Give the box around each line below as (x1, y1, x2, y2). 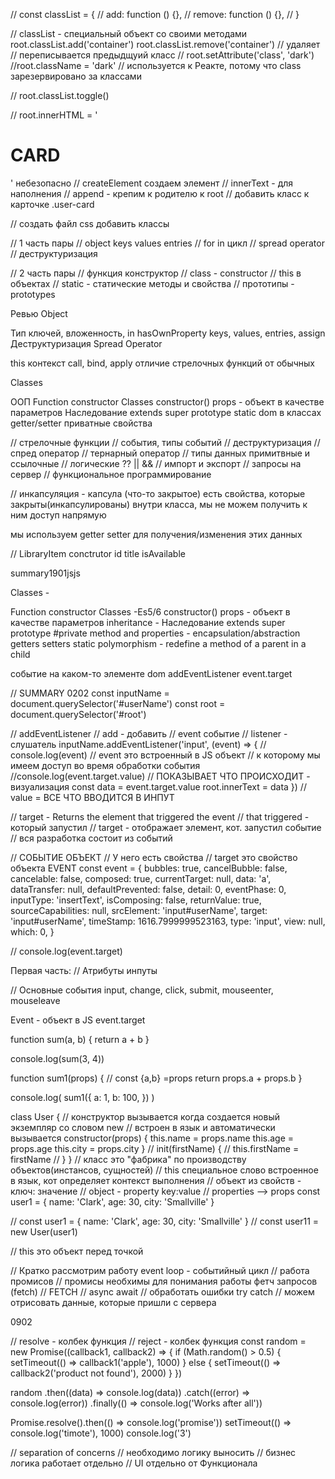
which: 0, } (10, 925, 55, 938)
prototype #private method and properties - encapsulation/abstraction (10, 627, 301, 639)
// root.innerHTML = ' (10, 109, 98, 121)
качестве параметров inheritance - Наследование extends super (10, 616, 286, 628)
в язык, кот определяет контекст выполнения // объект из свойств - (10, 1174, 302, 1186)
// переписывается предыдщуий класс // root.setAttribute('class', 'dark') (10, 49, 315, 61)
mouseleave (10, 994, 61, 1006)
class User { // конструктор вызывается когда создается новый (10, 1110, 281, 1123)
